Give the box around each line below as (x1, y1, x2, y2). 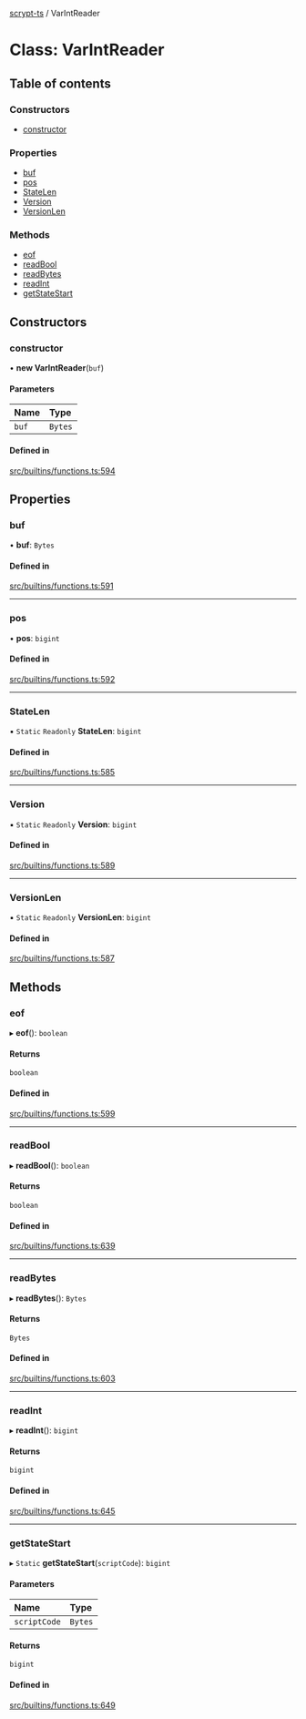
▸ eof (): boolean (9, 1028, 68, 1039)
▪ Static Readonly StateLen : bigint (9, 726, 142, 737)
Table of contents (9, 76, 111, 91)
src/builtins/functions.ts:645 (9, 1505, 116, 1516)
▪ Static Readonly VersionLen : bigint (9, 912, 152, 923)
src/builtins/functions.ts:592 (9, 673, 116, 684)
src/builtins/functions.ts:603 (9, 1373, 116, 1384)
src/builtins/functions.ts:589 (9, 860, 116, 871)
